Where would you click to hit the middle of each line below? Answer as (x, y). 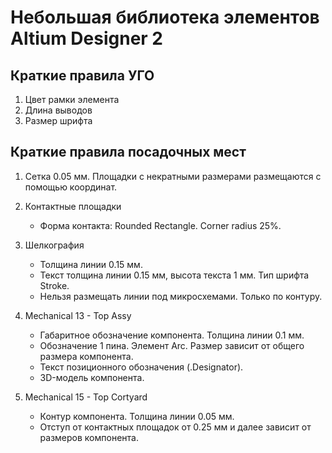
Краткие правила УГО (82, 75)
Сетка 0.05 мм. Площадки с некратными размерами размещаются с (173, 176)
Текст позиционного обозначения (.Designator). (141, 367)
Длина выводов (58, 110)
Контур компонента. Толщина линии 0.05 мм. (137, 416)
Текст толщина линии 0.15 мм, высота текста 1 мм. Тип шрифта (174, 275)
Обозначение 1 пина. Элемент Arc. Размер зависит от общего (172, 345)
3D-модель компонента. (92, 377)
